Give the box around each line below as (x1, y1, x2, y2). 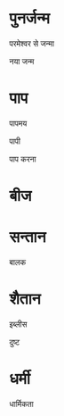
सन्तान (9, 227, 46, 247)
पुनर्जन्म (9, 8, 51, 29)
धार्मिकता (9, 398, 34, 409)
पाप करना (9, 154, 37, 164)
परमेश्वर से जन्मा (9, 37, 55, 48)
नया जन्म (9, 55, 35, 66)
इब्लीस (9, 319, 28, 329)
